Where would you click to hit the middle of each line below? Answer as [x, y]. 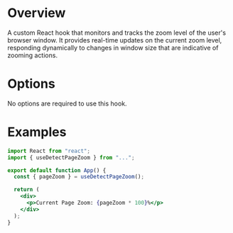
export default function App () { [57, 170]
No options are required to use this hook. [67, 103]
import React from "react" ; [49, 151]
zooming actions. [33, 55]
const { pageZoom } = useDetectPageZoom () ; [79, 177]
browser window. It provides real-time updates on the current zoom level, [115, 40]
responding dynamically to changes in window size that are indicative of [113, 47]
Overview [37, 13]
